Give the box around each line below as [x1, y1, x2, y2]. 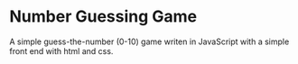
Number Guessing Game [9, 6, 198, 27]
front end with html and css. [9, 45, 114, 56]
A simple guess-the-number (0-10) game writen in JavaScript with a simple [9, 36, 290, 47]
